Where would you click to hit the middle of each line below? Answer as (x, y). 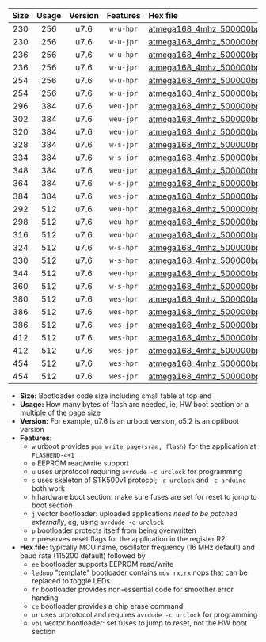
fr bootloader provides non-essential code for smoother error (132, 589)
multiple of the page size (60, 412)
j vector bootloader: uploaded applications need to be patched (134, 513)
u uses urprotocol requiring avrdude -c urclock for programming (137, 471)
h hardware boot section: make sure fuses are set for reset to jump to (144, 497)
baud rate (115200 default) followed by (82, 556)
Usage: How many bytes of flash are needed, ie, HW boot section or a (134, 404)
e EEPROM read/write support (80, 463)
